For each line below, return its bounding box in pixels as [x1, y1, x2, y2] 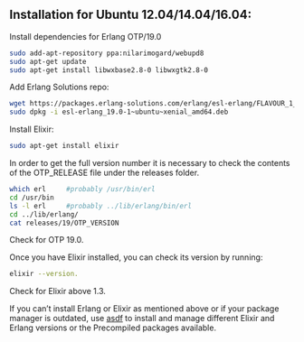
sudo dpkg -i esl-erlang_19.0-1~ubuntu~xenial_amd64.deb [9, 107, 229, 116]
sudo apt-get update [9, 57, 88, 66]
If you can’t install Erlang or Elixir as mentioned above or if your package [9, 303, 280, 314]
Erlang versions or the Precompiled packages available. [9, 322, 217, 333]
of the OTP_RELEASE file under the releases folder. [9, 167, 200, 179]
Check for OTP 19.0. [9, 235, 84, 245]
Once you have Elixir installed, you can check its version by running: [9, 252, 263, 263]
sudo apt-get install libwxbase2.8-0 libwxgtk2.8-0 [9, 65, 208, 75]
